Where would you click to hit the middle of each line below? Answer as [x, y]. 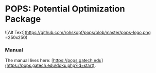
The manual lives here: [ [29, 61]
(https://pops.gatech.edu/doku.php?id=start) [50, 65]
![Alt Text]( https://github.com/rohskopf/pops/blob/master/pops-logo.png [78, 32]
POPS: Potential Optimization [65, 9]
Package [23, 19]
